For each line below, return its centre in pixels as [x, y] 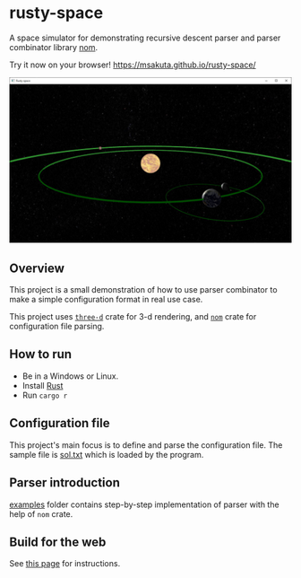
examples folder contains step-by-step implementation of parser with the [144, 504]
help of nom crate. [41, 513]
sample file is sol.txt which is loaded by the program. [107, 454]
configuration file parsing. [57, 327]
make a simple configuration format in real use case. [106, 300]
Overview [37, 268]
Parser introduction [65, 483]
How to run [41, 354]
